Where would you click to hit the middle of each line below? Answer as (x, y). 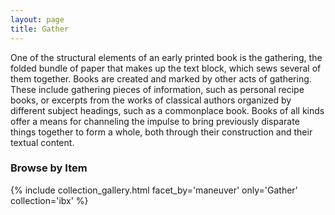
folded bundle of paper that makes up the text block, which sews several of (166, 68)
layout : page (37, 19)
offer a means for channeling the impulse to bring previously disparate (155, 121)
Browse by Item (49, 168)
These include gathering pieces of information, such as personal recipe (157, 89)
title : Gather (40, 29)
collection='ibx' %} (49, 200)
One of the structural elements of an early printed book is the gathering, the (166, 57)
